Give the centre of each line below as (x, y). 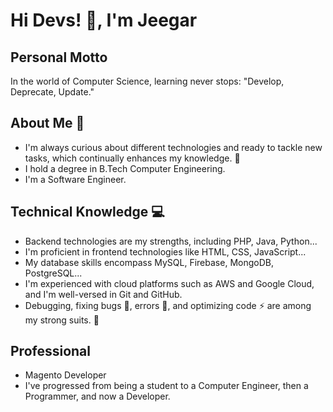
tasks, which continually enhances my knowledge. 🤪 (132, 158)
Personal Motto (59, 57)
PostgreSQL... (53, 273)
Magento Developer (65, 375)
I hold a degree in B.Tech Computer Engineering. (125, 168)
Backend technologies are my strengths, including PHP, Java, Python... (171, 241)
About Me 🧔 (47, 123)
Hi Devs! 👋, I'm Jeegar (104, 20)
